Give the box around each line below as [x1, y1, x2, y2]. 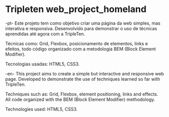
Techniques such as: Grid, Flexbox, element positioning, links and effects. [5, 91, 158, 97]
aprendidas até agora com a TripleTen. [5, 31, 85, 37]
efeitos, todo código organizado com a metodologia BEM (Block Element [5, 46, 156, 52]
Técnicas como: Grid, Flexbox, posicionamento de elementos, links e [5, 40, 148, 46]
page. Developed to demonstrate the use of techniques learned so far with [5, 76, 160, 82]
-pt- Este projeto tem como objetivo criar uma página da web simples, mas [5, 20, 160, 26]
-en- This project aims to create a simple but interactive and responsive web [5, 70, 164, 76]
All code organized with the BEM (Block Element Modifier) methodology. [5, 96, 155, 102]
